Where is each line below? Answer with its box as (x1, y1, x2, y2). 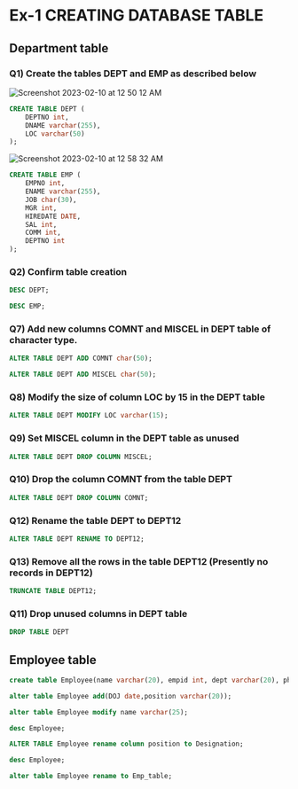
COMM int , (25, 228, 62, 238)
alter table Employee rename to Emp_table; (9, 772, 173, 781)
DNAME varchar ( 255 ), (25, 121, 101, 129)
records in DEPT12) (9, 566, 93, 579)
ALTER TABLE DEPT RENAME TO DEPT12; (9, 534, 145, 543)
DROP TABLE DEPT (9, 628, 69, 637)
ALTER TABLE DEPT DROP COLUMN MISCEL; (9, 452, 153, 461)
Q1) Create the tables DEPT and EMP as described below (9, 67, 257, 80)
